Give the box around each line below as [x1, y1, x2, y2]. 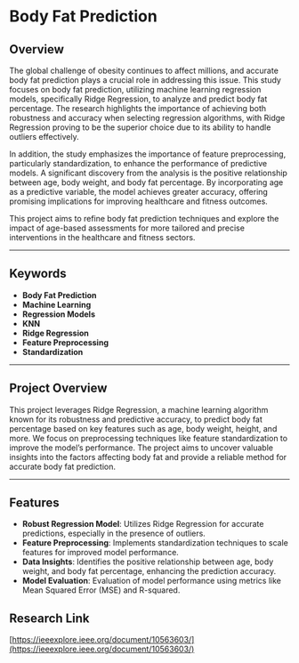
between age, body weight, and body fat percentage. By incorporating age [9, 177, 284, 188]
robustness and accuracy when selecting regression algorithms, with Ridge [9, 113, 286, 123]
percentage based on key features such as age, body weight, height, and [9, 423, 278, 433]
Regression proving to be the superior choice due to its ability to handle [9, 122, 271, 133]
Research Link [9, 610, 90, 626]
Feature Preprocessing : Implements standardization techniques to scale [21, 538, 289, 548]
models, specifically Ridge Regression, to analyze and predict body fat [9, 93, 268, 104]
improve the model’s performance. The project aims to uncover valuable [9, 442, 274, 453]
